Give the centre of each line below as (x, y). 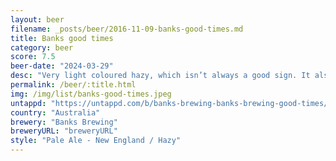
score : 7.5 (33, 57)
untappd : (28, 103)
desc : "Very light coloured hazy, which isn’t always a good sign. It (160, 76)
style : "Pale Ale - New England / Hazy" (96, 141)
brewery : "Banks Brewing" (64, 122)
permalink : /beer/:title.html (73, 85)
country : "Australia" (55, 112)
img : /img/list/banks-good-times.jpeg (91, 94)
